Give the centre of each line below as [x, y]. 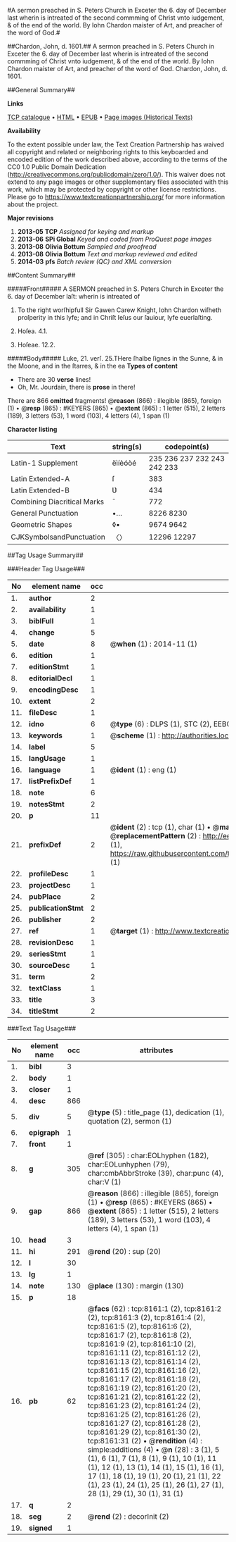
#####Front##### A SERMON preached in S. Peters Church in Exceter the [116, 289]
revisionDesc [51, 942]
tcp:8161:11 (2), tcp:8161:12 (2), [144, 1353]
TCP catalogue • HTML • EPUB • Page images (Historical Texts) [100, 117]
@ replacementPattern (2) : [156, 836]
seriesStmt [48, 954]
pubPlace [45, 896]
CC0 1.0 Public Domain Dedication [57, 167]
